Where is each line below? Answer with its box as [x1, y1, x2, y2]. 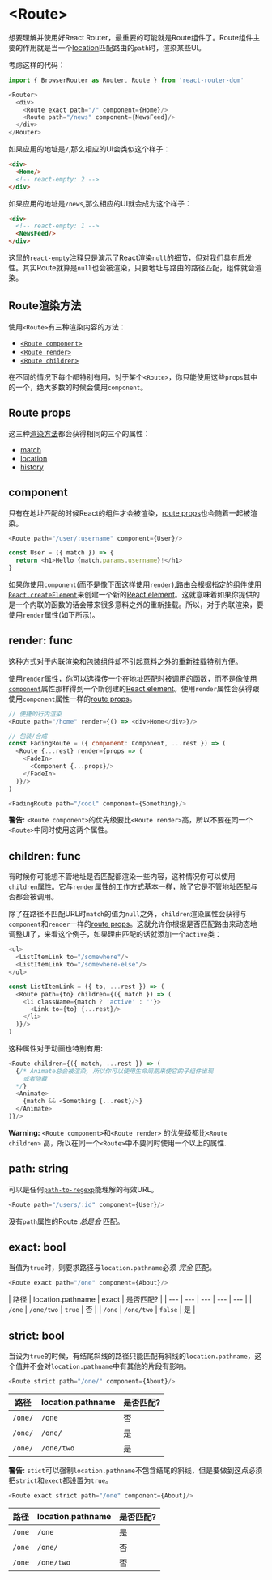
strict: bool [8, 1328, 65, 1342]
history [19, 462, 45, 472]
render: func [8, 634, 73, 648]
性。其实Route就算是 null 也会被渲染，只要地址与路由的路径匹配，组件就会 [8, 263, 255, 273]
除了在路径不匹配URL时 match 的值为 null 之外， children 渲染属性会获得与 [8, 909, 248, 919]
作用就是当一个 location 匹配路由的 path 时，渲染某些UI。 [22, 42, 206, 53]
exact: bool [8, 1240, 66, 1254]
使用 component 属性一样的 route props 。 [8, 694, 137, 703]
